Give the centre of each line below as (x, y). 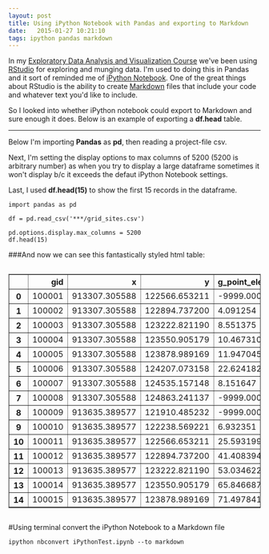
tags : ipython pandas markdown (60, 38)
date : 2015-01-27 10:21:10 (57, 30)
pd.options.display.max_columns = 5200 (75, 233)
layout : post (30, 16)
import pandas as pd (43, 205)
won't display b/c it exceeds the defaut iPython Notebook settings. (118, 175)
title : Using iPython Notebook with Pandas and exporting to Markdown (128, 23)
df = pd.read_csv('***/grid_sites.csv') (77, 219)
